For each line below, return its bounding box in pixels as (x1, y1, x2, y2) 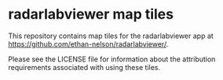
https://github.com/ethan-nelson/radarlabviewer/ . (8, 39, 169, 48)
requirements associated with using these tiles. (8, 62, 161, 71)
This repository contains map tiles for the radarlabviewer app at (8, 31, 214, 40)
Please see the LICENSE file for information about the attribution (8, 54, 216, 64)
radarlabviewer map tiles (8, 5, 174, 23)
